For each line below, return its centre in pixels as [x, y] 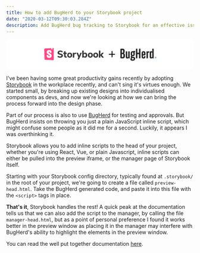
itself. [13, 165]
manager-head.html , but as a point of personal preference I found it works [96, 219]
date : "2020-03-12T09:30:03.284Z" [49, 19]
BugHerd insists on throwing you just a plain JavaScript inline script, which [98, 121]
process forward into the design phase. [54, 103]
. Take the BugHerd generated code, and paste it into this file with [111, 189]
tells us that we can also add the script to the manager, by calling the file [95, 213]
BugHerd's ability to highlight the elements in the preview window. [87, 232]
